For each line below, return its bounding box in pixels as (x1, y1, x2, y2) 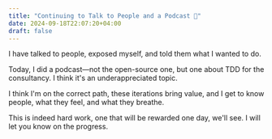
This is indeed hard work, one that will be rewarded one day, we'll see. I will (8, 113, 261, 123)
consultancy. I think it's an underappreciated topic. (8, 74, 179, 83)
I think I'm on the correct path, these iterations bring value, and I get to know (8, 89, 265, 99)
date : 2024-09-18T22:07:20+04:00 (8, 19, 122, 27)
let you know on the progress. (8, 122, 108, 132)
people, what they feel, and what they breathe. (8, 98, 165, 107)
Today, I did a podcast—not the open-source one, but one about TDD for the (8, 65, 265, 74)
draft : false (8, 27, 53, 35)
